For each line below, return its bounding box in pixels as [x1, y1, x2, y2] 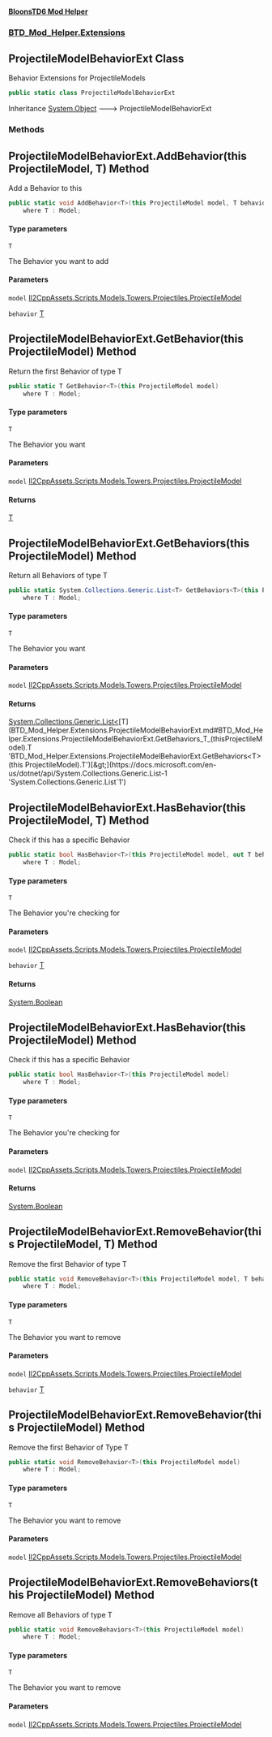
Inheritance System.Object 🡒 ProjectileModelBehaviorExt [8, 104, 212, 114]
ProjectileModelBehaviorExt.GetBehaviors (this [8, 536, 249, 550]
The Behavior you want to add [8, 256, 109, 266]
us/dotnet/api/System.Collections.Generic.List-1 [8, 768, 168, 779]
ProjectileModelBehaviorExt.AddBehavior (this [8, 149, 247, 162]
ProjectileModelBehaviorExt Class [8, 51, 185, 65]
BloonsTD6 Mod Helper [8, 6, 88, 16]
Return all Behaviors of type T [8, 571, 108, 581]
